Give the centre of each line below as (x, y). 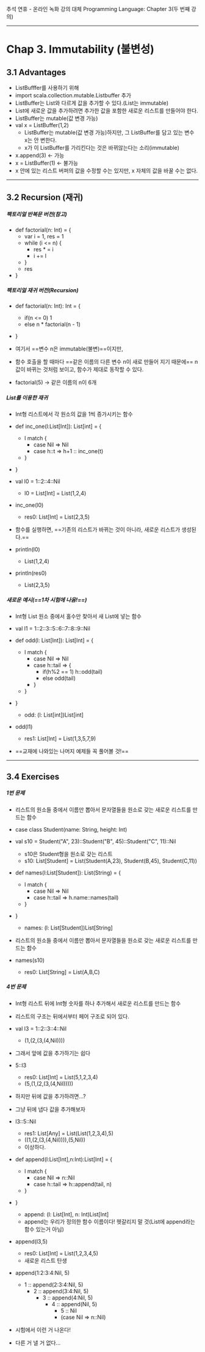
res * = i (43, 249)
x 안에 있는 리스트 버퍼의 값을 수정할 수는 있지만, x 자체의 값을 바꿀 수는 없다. (106, 171)
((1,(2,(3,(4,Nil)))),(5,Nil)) (55, 1140)
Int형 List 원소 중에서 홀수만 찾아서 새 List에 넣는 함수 (78, 616)
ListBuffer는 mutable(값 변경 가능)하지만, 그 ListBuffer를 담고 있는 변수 (109, 132)
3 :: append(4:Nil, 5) (68, 1298)
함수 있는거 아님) (44, 1229)
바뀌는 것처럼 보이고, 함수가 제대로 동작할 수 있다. (85, 369)
